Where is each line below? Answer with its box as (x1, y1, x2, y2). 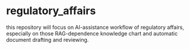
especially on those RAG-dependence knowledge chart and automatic (6, 30, 178, 37)
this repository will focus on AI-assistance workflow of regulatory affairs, (6, 24, 185, 31)
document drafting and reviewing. (6, 36, 89, 43)
